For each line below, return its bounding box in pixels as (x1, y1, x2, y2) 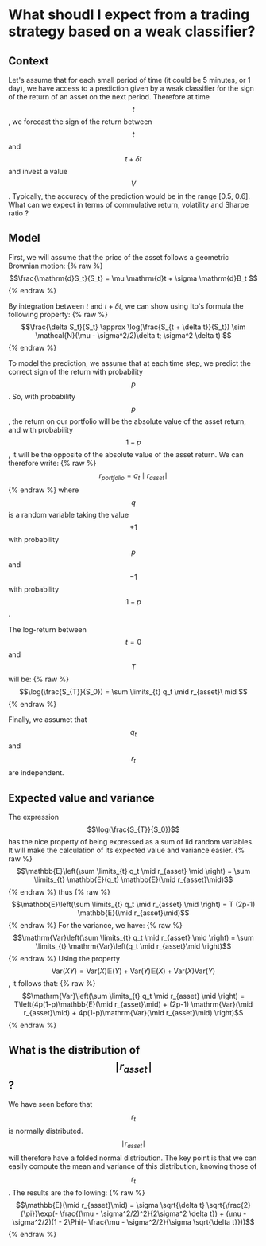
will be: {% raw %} (8, 674, 70, 684)
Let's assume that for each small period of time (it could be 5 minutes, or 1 (8, 76, 251, 84)
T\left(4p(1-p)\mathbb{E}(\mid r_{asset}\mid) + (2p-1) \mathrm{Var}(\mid (13, 1000, 253, 1009)
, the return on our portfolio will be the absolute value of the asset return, (8, 416, 246, 426)
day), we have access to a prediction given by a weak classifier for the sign (8, 83, 254, 93)
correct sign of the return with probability (8, 367, 144, 376)
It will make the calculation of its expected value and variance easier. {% (8, 845, 245, 856)
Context (8, 54, 49, 68)
